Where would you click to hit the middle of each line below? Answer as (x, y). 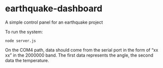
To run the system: (24, 32)
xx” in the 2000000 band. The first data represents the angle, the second (79, 55)
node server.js (21, 41)
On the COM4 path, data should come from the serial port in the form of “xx (82, 50)
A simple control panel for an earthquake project (54, 22)
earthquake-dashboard (54, 9)
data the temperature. (27, 60)
